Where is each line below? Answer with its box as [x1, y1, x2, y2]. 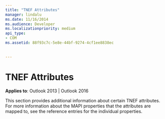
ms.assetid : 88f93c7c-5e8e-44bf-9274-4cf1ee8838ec [5, 40, 114, 45]
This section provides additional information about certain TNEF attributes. [5, 98, 160, 104]
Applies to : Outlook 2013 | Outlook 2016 [5, 88, 89, 94]
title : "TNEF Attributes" [5, 7, 60, 13]
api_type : [5, 31, 26, 36]
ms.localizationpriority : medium [5, 26, 76, 31]
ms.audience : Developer [5, 21, 56, 27]
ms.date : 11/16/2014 [5, 17, 49, 22]
